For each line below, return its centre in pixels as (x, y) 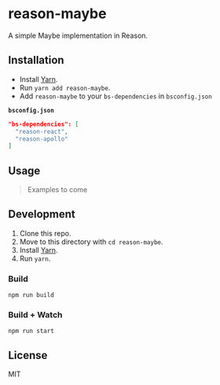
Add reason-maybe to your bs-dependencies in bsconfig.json (115, 96)
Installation (36, 60)
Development (42, 215)
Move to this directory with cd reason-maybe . (91, 242)
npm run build (31, 295)
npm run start (31, 331)
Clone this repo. (45, 233)
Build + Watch (35, 315)
